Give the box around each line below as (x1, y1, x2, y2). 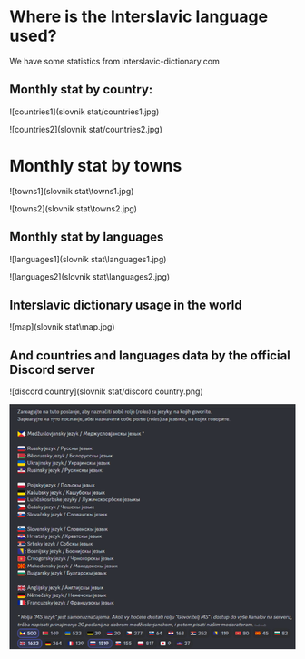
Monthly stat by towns (9, 155, 182, 176)
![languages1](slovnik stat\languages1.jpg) (9, 253, 167, 264)
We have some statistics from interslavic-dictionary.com (9, 55, 220, 66)
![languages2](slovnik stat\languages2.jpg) (9, 270, 171, 282)
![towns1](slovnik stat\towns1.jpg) (9, 185, 134, 196)
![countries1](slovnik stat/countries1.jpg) (9, 106, 160, 117)
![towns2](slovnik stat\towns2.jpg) (9, 202, 138, 214)
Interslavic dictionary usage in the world (9, 297, 242, 312)
